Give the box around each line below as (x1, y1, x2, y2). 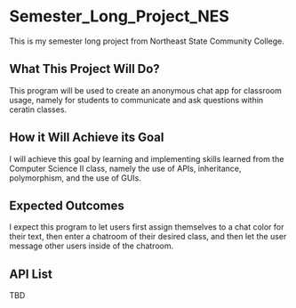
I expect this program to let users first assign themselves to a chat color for (9, 222, 284, 232)
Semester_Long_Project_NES (9, 6, 229, 27)
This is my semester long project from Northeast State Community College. (9, 36, 284, 46)
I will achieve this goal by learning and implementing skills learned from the (9, 153, 284, 164)
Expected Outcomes (9, 198, 124, 213)
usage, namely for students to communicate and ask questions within (9, 94, 264, 105)
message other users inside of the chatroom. (9, 240, 174, 251)
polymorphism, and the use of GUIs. (9, 172, 142, 183)
